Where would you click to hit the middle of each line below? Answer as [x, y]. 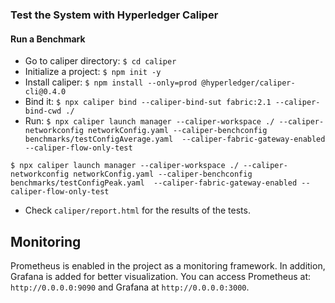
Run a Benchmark [48, 39]
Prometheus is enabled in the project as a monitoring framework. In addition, [168, 265]
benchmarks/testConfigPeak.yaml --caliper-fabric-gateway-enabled [154, 183]
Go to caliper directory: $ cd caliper [100, 61]
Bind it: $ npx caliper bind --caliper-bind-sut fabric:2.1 [148, 102]
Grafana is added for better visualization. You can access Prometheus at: [161, 276]
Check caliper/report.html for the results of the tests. [137, 210]
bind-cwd [43, 111]
